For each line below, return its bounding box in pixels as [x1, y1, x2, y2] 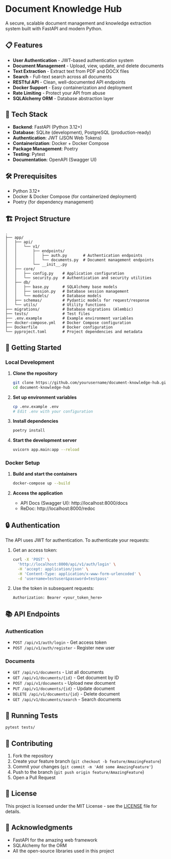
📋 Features [5, 41, 43, 50]
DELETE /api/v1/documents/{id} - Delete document [12, 691, 120, 697]
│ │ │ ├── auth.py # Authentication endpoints [5, 253, 143, 258]
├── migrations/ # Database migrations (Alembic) [5, 307, 134, 312]
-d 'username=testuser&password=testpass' [17, 576, 109, 581]
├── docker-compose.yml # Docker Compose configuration [5, 320, 131, 325]
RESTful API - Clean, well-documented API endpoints [12, 79, 126, 85]
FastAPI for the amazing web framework [12, 836, 98, 843]
